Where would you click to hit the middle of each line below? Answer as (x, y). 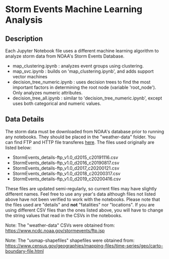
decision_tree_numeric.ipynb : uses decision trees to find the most (81, 82)
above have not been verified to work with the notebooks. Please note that (83, 199)
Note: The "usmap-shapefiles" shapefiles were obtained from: (70, 240)
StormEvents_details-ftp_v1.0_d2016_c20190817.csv (66, 163)
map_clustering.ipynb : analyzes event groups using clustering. (78, 66)
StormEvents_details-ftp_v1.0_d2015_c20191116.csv (65, 157)
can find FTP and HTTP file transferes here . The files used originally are (80, 142)
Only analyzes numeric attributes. (47, 93)
